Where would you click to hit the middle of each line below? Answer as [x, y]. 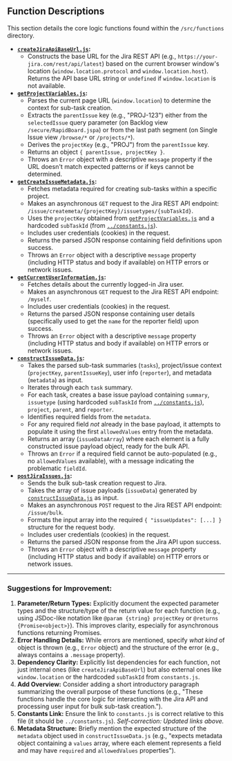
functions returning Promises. [59, 633]
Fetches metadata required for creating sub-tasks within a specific [122, 188]
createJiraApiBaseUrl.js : [54, 48]
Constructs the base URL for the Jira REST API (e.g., [102, 56]
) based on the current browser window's [161, 63]
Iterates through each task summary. [80, 387]
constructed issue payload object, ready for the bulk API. [108, 446]
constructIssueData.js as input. [73, 497]
